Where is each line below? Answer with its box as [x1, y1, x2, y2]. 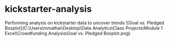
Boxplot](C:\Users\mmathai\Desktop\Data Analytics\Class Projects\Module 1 [5, 25, 163, 31]
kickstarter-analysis [5, 3, 92, 15]
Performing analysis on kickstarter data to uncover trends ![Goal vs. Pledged [5, 20, 164, 26]
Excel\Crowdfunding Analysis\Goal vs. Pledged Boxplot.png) [5, 30, 131, 36]
